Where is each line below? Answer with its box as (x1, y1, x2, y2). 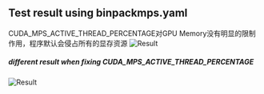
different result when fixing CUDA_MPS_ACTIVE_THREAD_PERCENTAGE (8, 57, 254, 67)
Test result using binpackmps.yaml (8, 6, 188, 20)
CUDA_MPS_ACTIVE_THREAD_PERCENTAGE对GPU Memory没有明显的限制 (8, 28, 256, 38)
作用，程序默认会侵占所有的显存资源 (8, 38, 128, 48)
